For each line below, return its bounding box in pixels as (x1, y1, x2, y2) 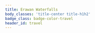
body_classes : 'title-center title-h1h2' (5, 12, 91, 16)
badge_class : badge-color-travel (5, 16, 73, 21)
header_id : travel (5, 20, 43, 26)
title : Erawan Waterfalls (5, 7, 58, 12)
